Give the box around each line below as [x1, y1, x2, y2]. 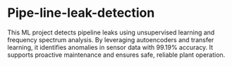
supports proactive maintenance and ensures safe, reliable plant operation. [7, 51, 226, 59]
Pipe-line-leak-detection [7, 5, 155, 21]
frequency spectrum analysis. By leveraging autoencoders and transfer [7, 35, 214, 44]
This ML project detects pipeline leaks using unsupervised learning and [7, 28, 215, 37]
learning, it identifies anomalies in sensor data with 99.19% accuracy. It [7, 43, 214, 51]
